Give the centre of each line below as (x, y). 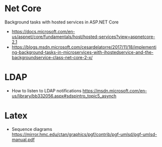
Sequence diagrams (32, 129)
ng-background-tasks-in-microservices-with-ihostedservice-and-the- (82, 52)
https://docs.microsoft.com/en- (43, 31)
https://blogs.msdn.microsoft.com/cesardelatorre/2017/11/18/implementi (84, 47)
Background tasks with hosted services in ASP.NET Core (62, 22)
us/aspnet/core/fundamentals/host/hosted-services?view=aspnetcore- (83, 37)
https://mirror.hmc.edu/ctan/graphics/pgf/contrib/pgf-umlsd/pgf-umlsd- (84, 134)
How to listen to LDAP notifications (46, 90)
